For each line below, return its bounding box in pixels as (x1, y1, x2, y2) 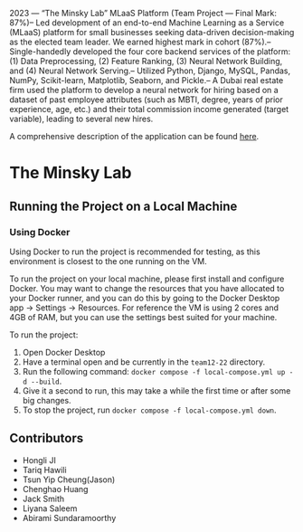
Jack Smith (22, 493, 65, 504)
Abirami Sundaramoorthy (22, 512, 117, 523)
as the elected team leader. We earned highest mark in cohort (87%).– (9, 36, 271, 47)
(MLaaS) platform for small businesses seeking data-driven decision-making (9, 27, 295, 37)
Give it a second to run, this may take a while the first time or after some (22, 385, 291, 396)
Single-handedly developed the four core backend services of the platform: (9, 46, 291, 57)
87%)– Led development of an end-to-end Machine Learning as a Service (9, 17, 285, 28)
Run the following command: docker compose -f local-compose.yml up (22, 366, 286, 376)
